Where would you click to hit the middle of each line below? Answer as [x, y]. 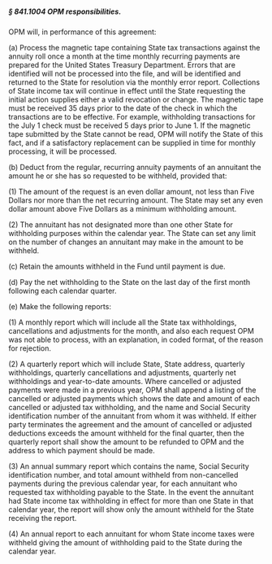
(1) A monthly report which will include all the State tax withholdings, [123, 322]
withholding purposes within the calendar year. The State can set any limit [132, 233]
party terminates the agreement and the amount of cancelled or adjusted [130, 424]
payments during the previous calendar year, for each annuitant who [123, 483]
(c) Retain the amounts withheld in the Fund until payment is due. [117, 266]
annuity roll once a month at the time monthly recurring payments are [125, 56]
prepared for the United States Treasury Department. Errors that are [122, 64]
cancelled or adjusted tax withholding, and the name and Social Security [130, 407]
